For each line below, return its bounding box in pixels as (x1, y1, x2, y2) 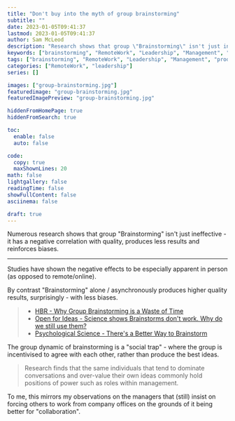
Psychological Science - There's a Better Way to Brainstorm (34, 329, 208, 338)
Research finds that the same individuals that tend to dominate (24, 364, 205, 373)
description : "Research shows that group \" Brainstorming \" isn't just (7, 43, 220, 50)
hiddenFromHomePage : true (7, 107, 83, 114)
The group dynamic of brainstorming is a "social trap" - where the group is (7, 343, 222, 352)
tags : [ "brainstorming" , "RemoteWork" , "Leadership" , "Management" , (7, 56, 211, 63)
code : (7, 152, 23, 159)
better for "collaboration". (7, 408, 80, 416)
